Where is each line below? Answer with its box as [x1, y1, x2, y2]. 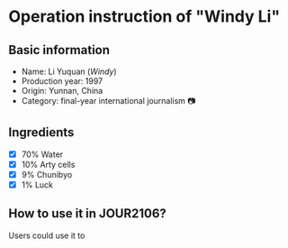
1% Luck [21, 179, 54, 190]
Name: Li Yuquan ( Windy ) [21, 66, 118, 77]
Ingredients [8, 124, 75, 141]
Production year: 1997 [21, 76, 103, 87]
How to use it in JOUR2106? [8, 206, 167, 222]
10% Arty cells [21, 159, 76, 170]
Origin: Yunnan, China [21, 86, 103, 96]
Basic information [8, 42, 110, 58]
